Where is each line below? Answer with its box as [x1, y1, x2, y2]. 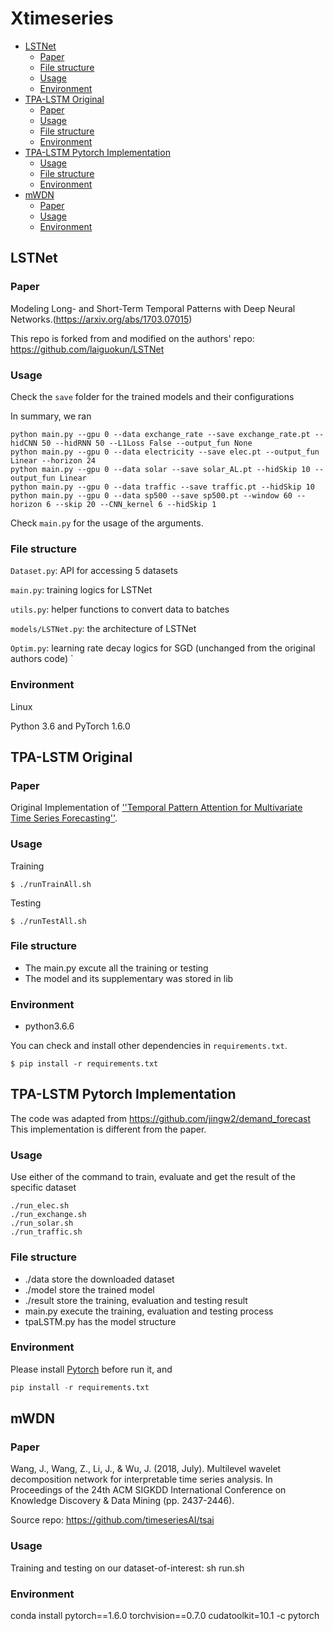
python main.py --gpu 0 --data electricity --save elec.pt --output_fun [10, 447, 320, 457]
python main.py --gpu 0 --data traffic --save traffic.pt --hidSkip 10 [10, 482, 315, 492]
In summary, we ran [10, 410, 92, 422]
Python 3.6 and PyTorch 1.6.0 [10, 720, 131, 732]
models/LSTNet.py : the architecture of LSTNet [10, 623, 197, 635]
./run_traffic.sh [10, 1227, 83, 1237]
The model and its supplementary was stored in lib [24, 972, 234, 984]
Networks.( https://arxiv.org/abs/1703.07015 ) [10, 313, 193, 325]
